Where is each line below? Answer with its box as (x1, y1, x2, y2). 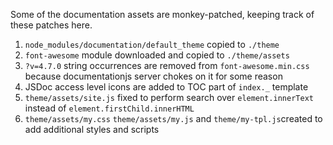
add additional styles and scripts (24, 124, 160, 135)
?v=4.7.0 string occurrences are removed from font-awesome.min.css (24, 60, 310, 71)
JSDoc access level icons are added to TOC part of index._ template (24, 81, 309, 93)
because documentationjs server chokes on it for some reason (24, 70, 283, 82)
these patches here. (10, 19, 93, 31)
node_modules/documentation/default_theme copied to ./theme (24, 39, 280, 50)
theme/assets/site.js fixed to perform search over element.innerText (24, 92, 314, 103)
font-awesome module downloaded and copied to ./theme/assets (24, 49, 290, 61)
